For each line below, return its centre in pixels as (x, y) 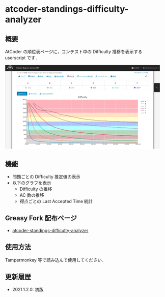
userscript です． (22, 58)
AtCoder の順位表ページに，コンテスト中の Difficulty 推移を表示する (74, 52)
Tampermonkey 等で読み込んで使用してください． (56, 260)
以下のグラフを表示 (32, 182)
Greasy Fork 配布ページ (41, 218)
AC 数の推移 (32, 195)
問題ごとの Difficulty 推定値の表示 (46, 177)
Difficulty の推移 (36, 189)
